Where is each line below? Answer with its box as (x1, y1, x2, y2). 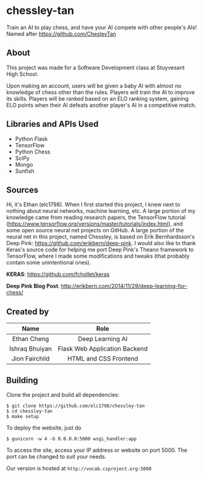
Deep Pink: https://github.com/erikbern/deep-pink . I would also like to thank (6, 240, 196, 247)
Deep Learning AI (78, 335, 128, 343)
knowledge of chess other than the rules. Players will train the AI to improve (6, 89, 195, 96)
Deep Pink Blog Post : (6, 283, 60, 290)
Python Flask (15, 135, 48, 143)
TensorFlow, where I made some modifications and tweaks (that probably (6, 252, 190, 260)
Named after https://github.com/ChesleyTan (6, 30, 116, 37)
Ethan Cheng (12, 335, 50, 343)
